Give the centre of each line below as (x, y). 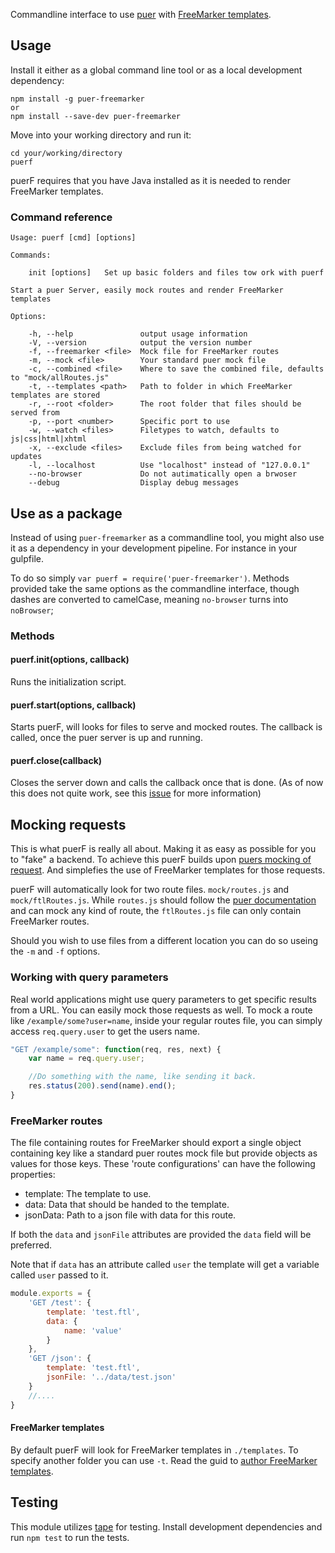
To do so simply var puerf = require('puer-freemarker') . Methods (150, 578)
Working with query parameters (89, 977)
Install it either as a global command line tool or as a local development (156, 70)
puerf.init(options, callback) (70, 660)
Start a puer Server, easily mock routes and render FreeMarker (147, 290)
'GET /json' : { (60, 1359)
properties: (33, 1175)
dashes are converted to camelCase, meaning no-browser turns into (149, 599)
